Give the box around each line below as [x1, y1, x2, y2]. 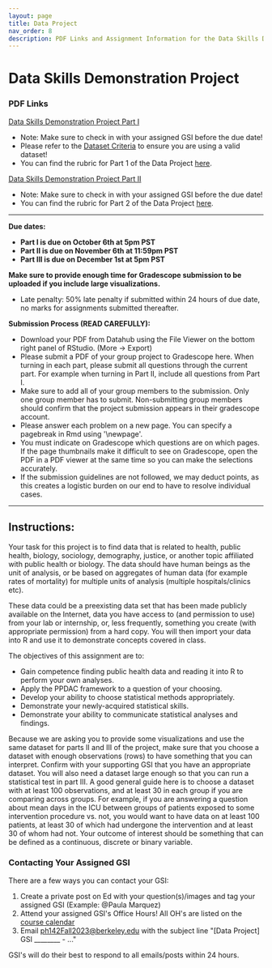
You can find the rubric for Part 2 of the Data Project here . [19, 198, 214, 207]
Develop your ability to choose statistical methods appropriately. [19, 692, 236, 701]
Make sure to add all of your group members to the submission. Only [19, 386, 249, 395]
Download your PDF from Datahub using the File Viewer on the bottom [19, 334, 255, 344]
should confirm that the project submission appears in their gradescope [19, 403, 260, 413]
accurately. [19, 463, 58, 473]
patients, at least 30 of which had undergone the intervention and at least [8, 820, 253, 829]
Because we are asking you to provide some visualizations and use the [8, 734, 244, 744]
